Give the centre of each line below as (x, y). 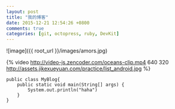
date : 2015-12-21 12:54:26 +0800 (48, 23)
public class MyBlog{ (33, 80)
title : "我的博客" (28, 17)
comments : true (25, 28)
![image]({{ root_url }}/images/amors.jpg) (57, 51)
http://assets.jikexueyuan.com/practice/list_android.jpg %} (79, 68)
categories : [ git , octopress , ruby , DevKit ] (63, 34)
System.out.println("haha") (63, 90)
